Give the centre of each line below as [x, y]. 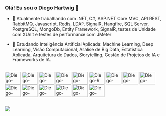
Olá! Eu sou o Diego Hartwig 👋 [42, 8]
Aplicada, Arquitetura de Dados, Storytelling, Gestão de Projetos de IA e [86, 55]
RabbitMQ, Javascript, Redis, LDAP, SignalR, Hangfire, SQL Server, [81, 24]
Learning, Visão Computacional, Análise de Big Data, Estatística [77, 50]
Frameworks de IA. [32, 60]
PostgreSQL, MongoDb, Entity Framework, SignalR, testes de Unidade [84, 29]
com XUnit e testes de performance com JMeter [62, 35]
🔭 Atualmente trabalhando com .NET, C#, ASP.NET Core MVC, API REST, [87, 19]
